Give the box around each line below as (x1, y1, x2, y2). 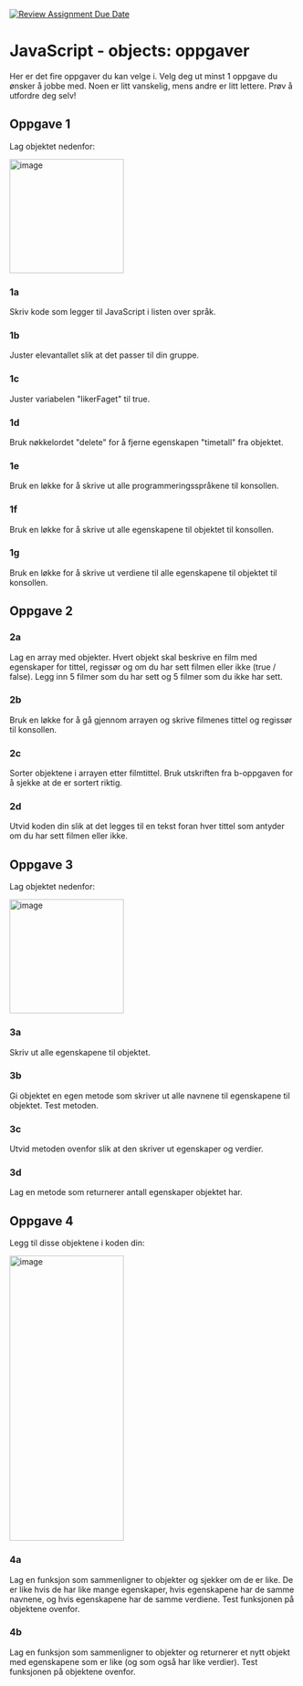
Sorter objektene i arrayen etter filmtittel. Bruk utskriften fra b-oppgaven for (9, 767, 294, 779)
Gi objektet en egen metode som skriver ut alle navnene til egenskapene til (9, 1090, 290, 1101)
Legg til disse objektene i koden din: (9, 1237, 145, 1249)
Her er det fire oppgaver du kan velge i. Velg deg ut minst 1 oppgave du (9, 70, 278, 81)
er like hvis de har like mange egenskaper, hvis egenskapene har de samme (9, 1584, 295, 1595)
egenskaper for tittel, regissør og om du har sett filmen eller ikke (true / (9, 661, 277, 672)
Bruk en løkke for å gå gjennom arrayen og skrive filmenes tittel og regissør (9, 714, 293, 725)
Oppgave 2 (9, 603, 73, 619)
